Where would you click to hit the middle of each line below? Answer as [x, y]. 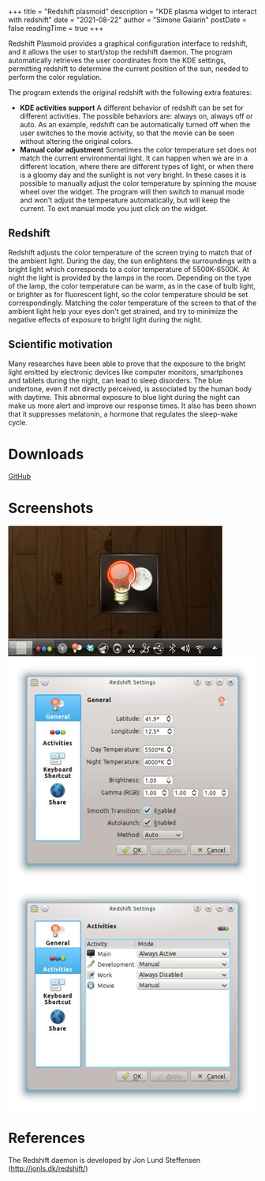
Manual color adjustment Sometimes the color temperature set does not [138, 150]
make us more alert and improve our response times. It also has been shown [132, 406]
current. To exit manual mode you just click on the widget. [114, 208]
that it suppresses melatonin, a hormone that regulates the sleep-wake [123, 413]
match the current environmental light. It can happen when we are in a [134, 158]
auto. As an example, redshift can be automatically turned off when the [135, 125]
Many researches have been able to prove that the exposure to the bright [127, 364]
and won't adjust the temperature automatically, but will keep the [125, 200]
